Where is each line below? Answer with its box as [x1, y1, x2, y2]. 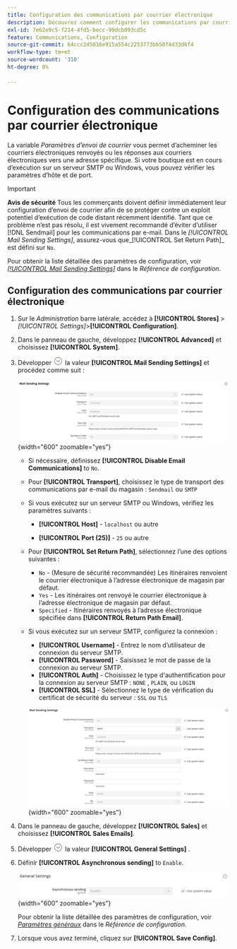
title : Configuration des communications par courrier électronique [7, 11, 213, 18]
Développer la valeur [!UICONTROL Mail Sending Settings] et [17, 359, 209, 367]
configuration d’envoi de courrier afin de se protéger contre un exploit [7, 205, 210, 214]
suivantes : [28, 555, 60, 563]
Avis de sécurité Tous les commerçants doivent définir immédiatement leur [7, 198, 227, 206]
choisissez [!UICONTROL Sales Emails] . [17, 829, 135, 837]
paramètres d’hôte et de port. [7, 170, 93, 179]
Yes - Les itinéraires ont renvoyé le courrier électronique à [38, 591, 207, 599]
